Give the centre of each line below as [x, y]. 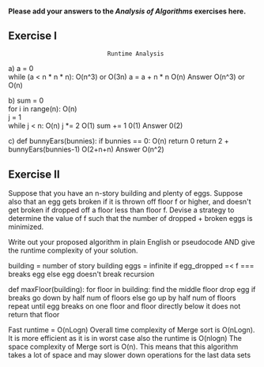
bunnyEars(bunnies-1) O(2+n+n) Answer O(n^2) [86, 149]
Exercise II [34, 174]
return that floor [34, 315]
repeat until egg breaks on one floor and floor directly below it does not [124, 306]
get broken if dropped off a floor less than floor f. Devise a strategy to [121, 210]
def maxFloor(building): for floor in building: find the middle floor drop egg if [132, 290]
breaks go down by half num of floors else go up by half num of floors [122, 298]
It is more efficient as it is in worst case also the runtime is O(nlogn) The [125, 339]
